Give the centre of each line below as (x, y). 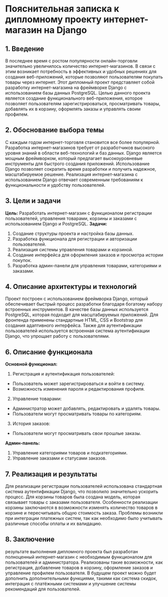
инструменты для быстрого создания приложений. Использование (77, 164)
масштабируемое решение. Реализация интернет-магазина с (71, 174)
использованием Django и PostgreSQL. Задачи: (56, 223)
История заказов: (31, 424)
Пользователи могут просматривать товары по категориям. (77, 414)
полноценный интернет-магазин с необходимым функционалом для (79, 557)
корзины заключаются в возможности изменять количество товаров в (81, 508)
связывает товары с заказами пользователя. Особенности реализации (81, 502)
